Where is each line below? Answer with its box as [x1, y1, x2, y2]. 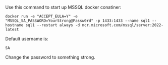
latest [5, 27, 19, 32]
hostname [5, 22, 24, 27]
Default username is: [5, 36, 49, 41]
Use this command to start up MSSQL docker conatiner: [5, 4, 122, 10]
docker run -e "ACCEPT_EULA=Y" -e [5, 14, 78, 19]
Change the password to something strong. [5, 54, 96, 60]
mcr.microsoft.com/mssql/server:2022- [82, 22, 164, 27]
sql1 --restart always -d [25, 22, 80, 27]
